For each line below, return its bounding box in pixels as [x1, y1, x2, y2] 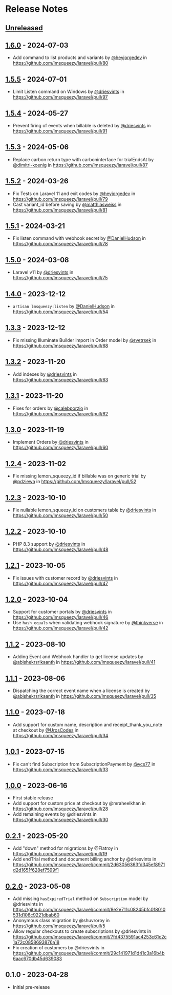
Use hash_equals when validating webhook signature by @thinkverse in [12, 620, 163, 626]
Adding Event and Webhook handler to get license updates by [12, 654, 143, 660]
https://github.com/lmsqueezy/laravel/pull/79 [12, 196, 109, 202]
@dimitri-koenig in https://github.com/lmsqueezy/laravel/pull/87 [12, 162, 148, 168]
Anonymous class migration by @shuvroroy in [12, 917, 110, 924]
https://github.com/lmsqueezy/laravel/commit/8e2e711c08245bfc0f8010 [12, 907, 166, 913]
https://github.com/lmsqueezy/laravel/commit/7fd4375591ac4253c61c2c [12, 934, 167, 940]
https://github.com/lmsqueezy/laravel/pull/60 [12, 445, 109, 451]
